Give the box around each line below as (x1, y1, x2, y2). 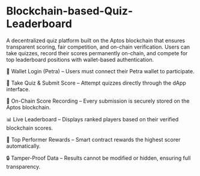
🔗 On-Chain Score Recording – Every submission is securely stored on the (6, 97, 190, 105)
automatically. (6, 142, 41, 150)
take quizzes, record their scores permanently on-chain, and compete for (6, 49, 188, 56)
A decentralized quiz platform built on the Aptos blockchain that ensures (6, 37, 185, 44)
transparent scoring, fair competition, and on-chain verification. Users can (6, 43, 190, 50)
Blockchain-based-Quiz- (6, 4, 133, 18)
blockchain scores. (6, 124, 53, 132)
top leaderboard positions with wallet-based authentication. (6, 56, 154, 63)
